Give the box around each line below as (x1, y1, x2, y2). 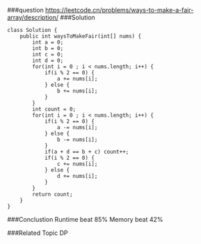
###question (7, 6, 44, 14)
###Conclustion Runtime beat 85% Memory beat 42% (7, 215, 163, 223)
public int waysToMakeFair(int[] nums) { (19, 33, 141, 40)
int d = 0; (32, 57, 64, 64)
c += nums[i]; (56, 161, 98, 168)
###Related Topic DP (7, 229, 68, 237)
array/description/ (7, 13, 59, 22)
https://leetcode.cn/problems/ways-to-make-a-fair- (45, 6, 194, 14)
